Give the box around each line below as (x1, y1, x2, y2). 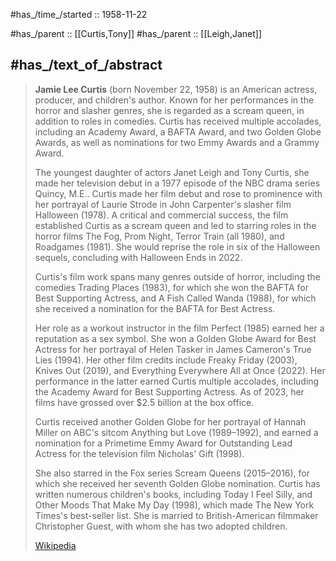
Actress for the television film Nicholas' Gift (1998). (34, 447, 245, 459)
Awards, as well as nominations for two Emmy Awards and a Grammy (34, 136, 320, 148)
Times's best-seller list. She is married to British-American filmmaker (34, 509, 319, 521)
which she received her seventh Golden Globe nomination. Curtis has (34, 477, 321, 489)
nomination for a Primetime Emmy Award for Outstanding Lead (34, 437, 293, 449)
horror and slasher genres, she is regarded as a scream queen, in (34, 104, 305, 116)
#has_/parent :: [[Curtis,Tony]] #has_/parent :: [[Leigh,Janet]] (10, 28, 262, 39)
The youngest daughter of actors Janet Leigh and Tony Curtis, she (34, 166, 310, 178)
